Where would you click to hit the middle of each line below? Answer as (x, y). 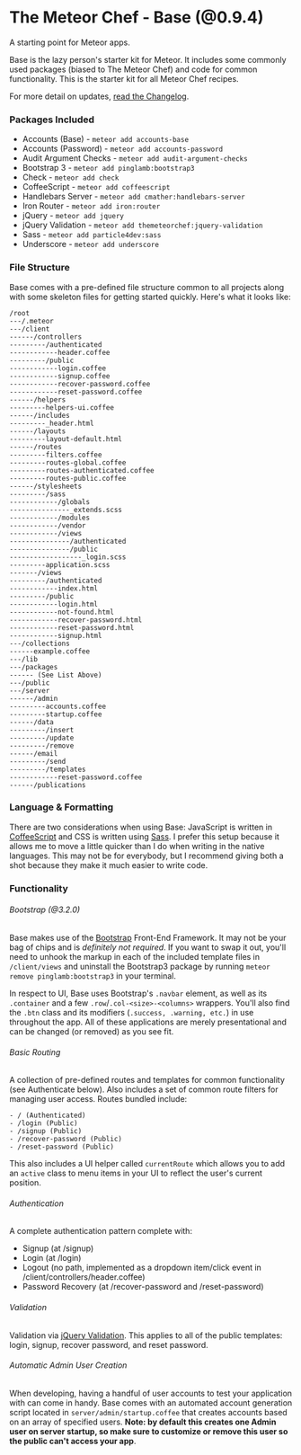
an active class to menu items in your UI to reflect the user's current (136, 1173)
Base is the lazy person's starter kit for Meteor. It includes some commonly (148, 59)
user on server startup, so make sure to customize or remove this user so (149, 1431)
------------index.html (54, 588)
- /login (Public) (44, 1123)
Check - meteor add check (71, 177)
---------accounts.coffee (58, 706)
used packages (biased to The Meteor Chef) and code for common (133, 69)
